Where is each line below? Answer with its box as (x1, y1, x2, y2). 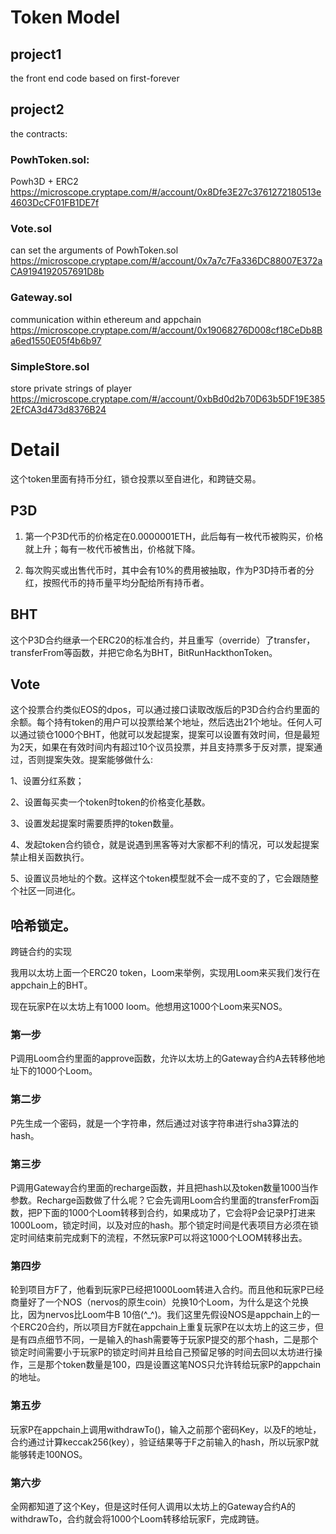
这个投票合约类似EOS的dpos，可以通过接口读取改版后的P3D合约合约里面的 (10, 704, 320, 716)
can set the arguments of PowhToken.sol (10, 244, 179, 256)
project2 (10, 101, 65, 118)
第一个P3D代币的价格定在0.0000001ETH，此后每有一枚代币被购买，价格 (24, 530, 324, 542)
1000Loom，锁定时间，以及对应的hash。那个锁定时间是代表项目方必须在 (10, 1219, 310, 1231)
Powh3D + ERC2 (10, 176, 79, 188)
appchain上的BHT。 (10, 979, 93, 991)
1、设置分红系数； (10, 775, 85, 787)
